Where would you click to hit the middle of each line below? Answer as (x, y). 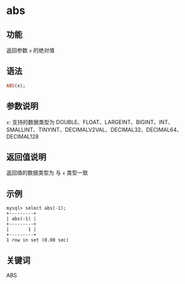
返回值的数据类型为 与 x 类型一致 (47, 173)
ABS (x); (16, 86)
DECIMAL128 (22, 136)
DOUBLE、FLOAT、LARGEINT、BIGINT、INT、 (115, 122)
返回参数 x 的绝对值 (31, 50)
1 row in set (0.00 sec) (38, 240)
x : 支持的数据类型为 (31, 122)
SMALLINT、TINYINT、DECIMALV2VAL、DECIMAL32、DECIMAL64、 (94, 130)
